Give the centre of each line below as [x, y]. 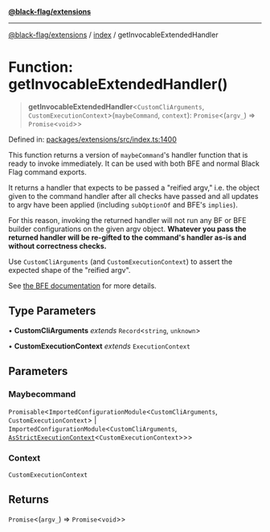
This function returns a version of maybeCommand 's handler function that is [128, 155]
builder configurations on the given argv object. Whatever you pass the [127, 229]
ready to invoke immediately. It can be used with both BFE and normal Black [134, 163]
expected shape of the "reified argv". [70, 270]
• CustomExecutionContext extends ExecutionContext [99, 346]
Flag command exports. [47, 171]
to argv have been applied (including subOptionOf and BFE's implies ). [123, 204]
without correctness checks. [57, 245]
